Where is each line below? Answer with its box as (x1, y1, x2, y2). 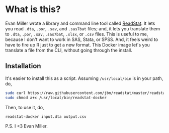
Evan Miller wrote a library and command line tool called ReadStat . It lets (5, 20, 155, 26)
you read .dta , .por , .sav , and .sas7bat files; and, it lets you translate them (5, 25, 160, 31)
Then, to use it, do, (5, 104, 44, 110)
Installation (5, 62, 41, 70)
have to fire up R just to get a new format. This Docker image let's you (5, 41, 150, 48)
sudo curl (5, 90, 26, 96)
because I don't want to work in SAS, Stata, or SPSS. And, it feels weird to (5, 36, 158, 42)
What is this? (5, 4, 61, 15)
